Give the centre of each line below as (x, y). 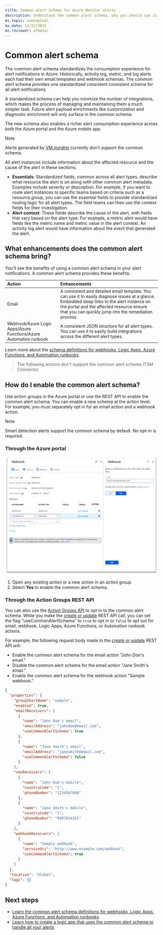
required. (14, 436)
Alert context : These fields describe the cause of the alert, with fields (82, 213)
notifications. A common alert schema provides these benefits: (68, 273)
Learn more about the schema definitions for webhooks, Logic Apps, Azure (80, 350)
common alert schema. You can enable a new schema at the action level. (78, 402)
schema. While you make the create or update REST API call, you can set (78, 616)
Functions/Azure (24, 334)
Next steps (22, 900)
